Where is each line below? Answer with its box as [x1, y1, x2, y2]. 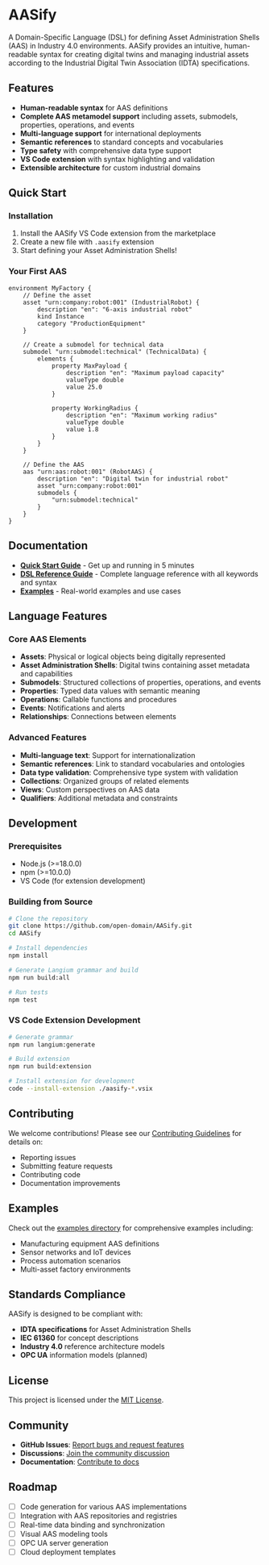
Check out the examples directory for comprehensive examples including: [8, 1223, 254, 1233]
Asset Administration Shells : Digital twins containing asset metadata [19, 660, 250, 670]
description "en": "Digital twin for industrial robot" [37, 474, 229, 483]
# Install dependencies [8, 944, 89, 952]
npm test [8, 996, 38, 1004]
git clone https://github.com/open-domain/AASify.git [8, 922, 193, 930]
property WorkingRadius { [51, 404, 139, 412]
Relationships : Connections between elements [19, 712, 177, 722]
